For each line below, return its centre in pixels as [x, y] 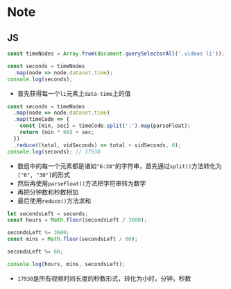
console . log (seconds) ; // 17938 [54, 151]
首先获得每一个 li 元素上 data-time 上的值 [74, 93]
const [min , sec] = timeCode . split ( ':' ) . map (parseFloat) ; [105, 126]
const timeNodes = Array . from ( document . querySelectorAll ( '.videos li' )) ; [116, 53]
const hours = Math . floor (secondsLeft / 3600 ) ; [77, 220]
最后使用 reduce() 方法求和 [54, 200]
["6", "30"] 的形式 [44, 174]
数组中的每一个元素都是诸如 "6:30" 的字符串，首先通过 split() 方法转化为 [119, 166]
